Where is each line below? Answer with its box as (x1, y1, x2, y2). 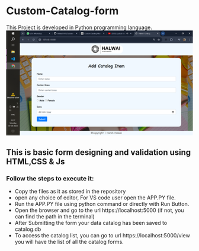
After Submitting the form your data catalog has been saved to (14, 220, 168, 227)
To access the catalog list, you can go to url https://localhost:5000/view (14, 232, 191, 239)
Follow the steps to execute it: (6, 174, 94, 182)
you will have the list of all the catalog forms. (14, 239, 124, 246)
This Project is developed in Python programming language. (6, 24, 152, 31)
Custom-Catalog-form (6, 4, 119, 18)
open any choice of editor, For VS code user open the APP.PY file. (14, 194, 176, 201)
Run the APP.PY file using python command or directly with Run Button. (14, 201, 190, 208)
